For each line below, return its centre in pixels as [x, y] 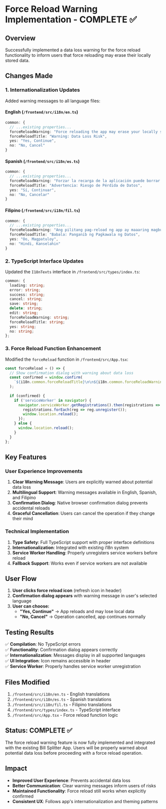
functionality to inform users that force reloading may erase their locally [78, 55]
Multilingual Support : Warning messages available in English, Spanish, [84, 493]
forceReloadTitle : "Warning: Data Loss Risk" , [58, 136]
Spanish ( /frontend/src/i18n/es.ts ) [42, 161]
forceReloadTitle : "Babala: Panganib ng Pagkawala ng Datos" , [75, 235]
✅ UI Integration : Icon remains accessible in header [58, 661]
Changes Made [29, 76]
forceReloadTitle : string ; [37, 322]
